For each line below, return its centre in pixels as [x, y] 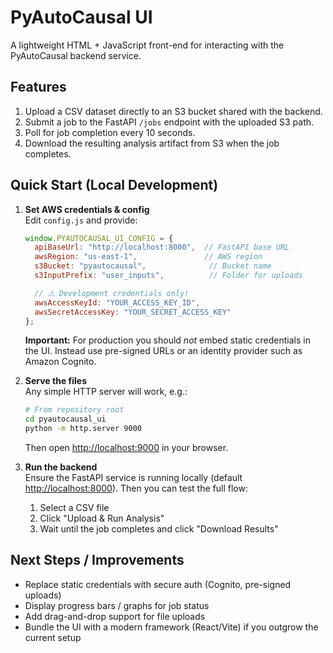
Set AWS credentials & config [87, 209]
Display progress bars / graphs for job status [117, 605]
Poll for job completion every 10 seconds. [110, 132]
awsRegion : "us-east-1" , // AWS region [148, 257]
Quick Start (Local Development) [114, 185]
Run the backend [61, 467]
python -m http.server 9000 [83, 429]
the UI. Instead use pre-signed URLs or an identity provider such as [163, 351]
